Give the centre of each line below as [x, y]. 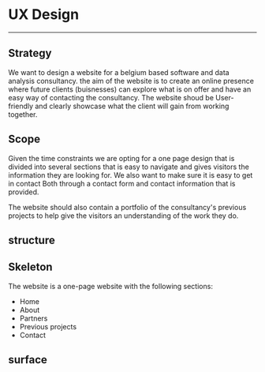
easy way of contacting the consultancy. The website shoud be [111, 97]
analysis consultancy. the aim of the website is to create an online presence [131, 81]
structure [32, 240]
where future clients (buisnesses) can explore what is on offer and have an [130, 89]
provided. [24, 192]
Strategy [30, 53]
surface [28, 360]
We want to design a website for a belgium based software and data [119, 72]
